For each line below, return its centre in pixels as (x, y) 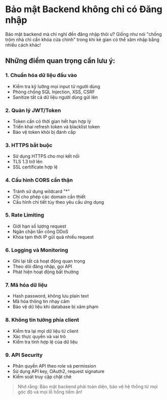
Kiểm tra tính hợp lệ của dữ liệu (45, 342)
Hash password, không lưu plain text (51, 296)
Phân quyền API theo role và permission (54, 366)
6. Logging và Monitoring (37, 250)
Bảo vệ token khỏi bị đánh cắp (44, 132)
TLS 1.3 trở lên (28, 162)
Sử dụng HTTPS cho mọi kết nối (46, 156)
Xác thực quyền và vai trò (39, 336)
